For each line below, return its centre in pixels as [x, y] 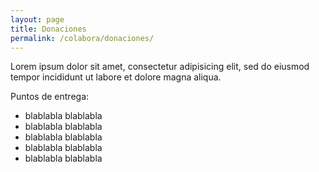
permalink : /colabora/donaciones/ [82, 38]
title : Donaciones [48, 29]
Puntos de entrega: [50, 97]
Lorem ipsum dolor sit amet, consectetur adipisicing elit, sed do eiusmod [160, 67]
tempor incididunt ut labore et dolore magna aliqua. [116, 77]
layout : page [37, 19]
